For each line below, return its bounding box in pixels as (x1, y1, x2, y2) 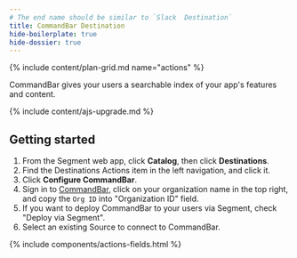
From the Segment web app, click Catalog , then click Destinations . (21, 156, 269, 166)
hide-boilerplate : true (9, 29, 98, 38)
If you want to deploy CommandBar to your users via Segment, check (21, 203, 277, 214)
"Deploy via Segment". (21, 213, 105, 223)
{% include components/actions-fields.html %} (9, 239, 182, 250)
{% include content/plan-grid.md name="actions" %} (9, 62, 205, 73)
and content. (9, 89, 56, 100)
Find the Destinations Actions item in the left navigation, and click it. (21, 165, 271, 176)
